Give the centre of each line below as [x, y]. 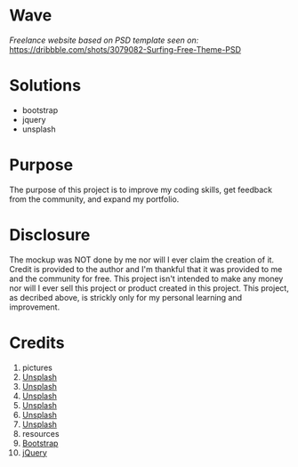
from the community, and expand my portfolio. [94, 199]
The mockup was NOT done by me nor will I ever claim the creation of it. [141, 260]
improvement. [35, 307]
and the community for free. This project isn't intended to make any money [146, 278]
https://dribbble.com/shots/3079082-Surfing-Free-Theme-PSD [125, 49]
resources [40, 433]
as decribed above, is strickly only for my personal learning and [126, 297]
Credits [37, 342]
